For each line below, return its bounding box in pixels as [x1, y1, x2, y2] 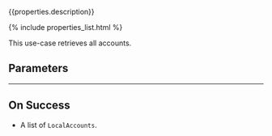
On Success [8, 99, 70, 113]
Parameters [8, 62, 69, 75]
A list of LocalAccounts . [19, 120, 97, 130]
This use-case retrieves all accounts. [8, 38, 132, 48]
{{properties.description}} [8, 7, 95, 16]
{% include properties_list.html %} [8, 23, 123, 32]
